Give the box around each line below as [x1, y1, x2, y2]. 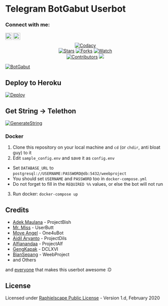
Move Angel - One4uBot [12, 230, 64, 236]
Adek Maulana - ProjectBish [12, 219, 72, 225]
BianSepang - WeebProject [12, 252, 70, 258]
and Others [12, 257, 37, 263]
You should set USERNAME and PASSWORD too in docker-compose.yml [12, 176, 147, 182]
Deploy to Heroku [5, 78, 62, 87]
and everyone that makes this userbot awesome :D [5, 267, 112, 273]
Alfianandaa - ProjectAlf [12, 241, 63, 247]
